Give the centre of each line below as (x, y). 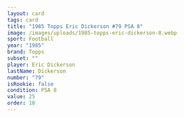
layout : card (26, 13)
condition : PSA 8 (32, 90)
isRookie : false (30, 84)
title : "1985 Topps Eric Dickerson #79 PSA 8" (75, 26)
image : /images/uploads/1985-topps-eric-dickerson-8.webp (92, 33)
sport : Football (30, 39)
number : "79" (26, 77)
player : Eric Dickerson (41, 65)
